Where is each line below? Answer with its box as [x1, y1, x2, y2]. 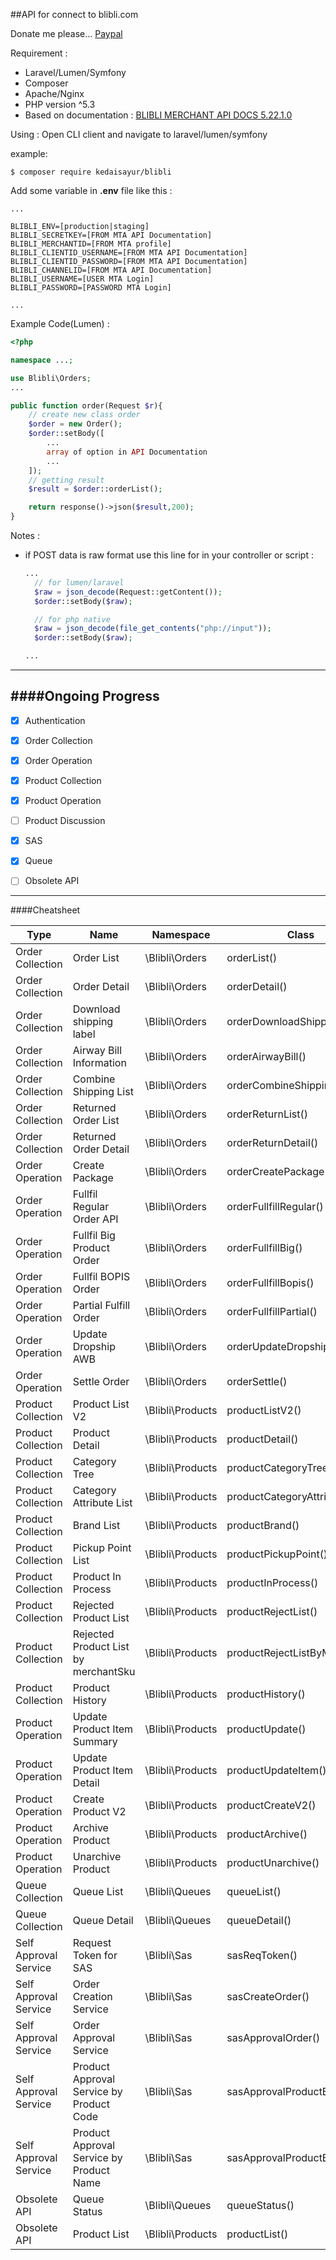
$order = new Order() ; [28, 419, 123, 429]
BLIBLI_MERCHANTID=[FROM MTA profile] [10, 239, 172, 249]
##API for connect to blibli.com [10, 9, 139, 20]
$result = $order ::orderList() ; [28, 484, 163, 494]
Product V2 [72, 1805, 127, 1819]
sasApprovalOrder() [226, 2031, 321, 2045]
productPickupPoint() [226, 1547, 328, 1561]
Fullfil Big [72, 1229, 116, 1243]
